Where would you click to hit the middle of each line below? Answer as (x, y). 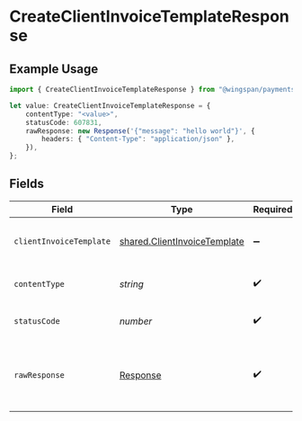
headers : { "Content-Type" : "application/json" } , (138, 139)
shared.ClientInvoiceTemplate (182, 241)
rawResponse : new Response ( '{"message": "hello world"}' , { (140, 131)
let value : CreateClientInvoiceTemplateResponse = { (110, 105)
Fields (27, 184)
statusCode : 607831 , (64, 122)
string (131, 283)
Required (273, 209)
